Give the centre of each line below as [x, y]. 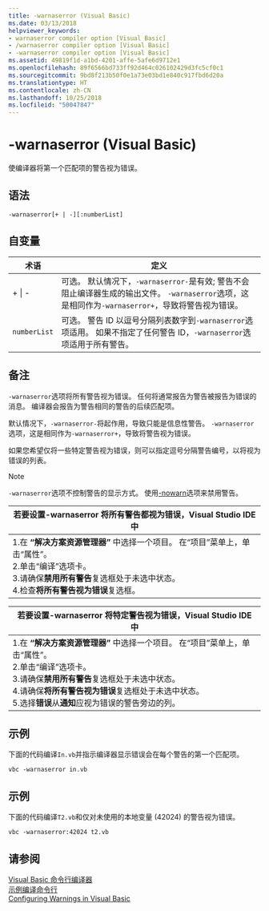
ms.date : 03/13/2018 [43, 23]
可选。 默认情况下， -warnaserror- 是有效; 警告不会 [155, 281]
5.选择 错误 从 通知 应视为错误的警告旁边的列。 [96, 703]
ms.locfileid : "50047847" [51, 105]
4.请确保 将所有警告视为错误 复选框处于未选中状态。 [108, 691]
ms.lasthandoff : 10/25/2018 [55, 98]
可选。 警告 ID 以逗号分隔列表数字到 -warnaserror [153, 320]
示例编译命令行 [33, 889]
